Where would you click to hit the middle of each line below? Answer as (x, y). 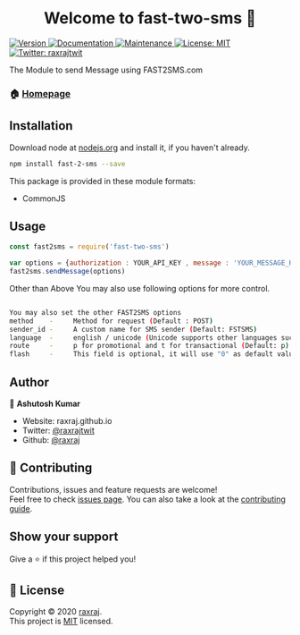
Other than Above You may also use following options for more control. (140, 288)
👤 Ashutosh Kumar (45, 404)
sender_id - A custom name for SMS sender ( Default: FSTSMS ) (133, 329)
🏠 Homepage (40, 93)
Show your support (64, 537)
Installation (41, 126)
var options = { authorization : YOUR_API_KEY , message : (119, 263)
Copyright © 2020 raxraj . (56, 612)
